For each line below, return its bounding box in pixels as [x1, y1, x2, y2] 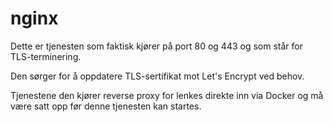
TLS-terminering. [10, 50, 82, 62]
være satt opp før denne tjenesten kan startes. [10, 100, 202, 112]
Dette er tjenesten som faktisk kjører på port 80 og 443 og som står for [10, 40, 303, 52]
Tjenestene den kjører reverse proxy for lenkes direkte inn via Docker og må [10, 89, 324, 101]
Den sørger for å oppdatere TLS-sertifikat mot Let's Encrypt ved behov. [10, 70, 305, 82]
